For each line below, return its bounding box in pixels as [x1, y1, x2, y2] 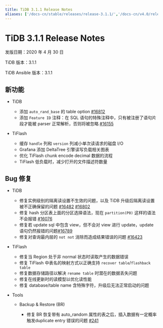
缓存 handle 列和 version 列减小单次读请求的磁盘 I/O [19, 140, 124, 146]
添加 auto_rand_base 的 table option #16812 [19, 109, 105, 115]
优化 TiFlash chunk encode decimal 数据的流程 [19, 153, 113, 158]
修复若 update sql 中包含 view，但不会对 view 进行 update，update [19, 222, 154, 228]
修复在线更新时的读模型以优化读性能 [19, 276, 92, 282]
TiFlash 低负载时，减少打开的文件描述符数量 [19, 159, 108, 165]
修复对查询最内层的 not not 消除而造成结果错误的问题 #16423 [19, 234, 143, 240]
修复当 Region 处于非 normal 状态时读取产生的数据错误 [19, 254, 129, 260]
